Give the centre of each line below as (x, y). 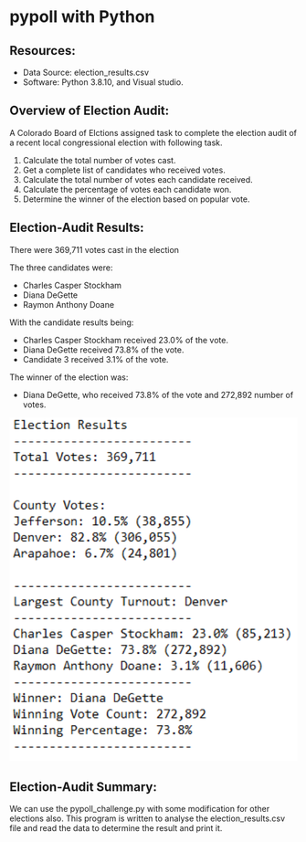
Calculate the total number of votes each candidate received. (137, 179)
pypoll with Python (82, 17)
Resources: (42, 51)
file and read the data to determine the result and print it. (116, 828)
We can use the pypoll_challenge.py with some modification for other (140, 809)
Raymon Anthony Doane (69, 304)
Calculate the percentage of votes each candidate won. (127, 189)
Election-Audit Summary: (83, 787)
